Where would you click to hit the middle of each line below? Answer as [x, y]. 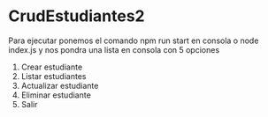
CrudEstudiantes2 [77, 16]
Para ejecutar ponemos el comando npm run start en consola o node [134, 40]
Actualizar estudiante [60, 85]
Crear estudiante [52, 67]
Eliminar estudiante [56, 95]
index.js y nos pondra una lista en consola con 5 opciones [114, 49]
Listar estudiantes [54, 76]
